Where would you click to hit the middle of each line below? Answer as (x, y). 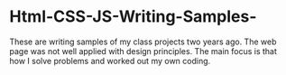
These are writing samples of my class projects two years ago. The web (143, 42)
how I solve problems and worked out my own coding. (110, 61)
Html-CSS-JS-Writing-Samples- (133, 17)
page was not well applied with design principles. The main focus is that (143, 51)
